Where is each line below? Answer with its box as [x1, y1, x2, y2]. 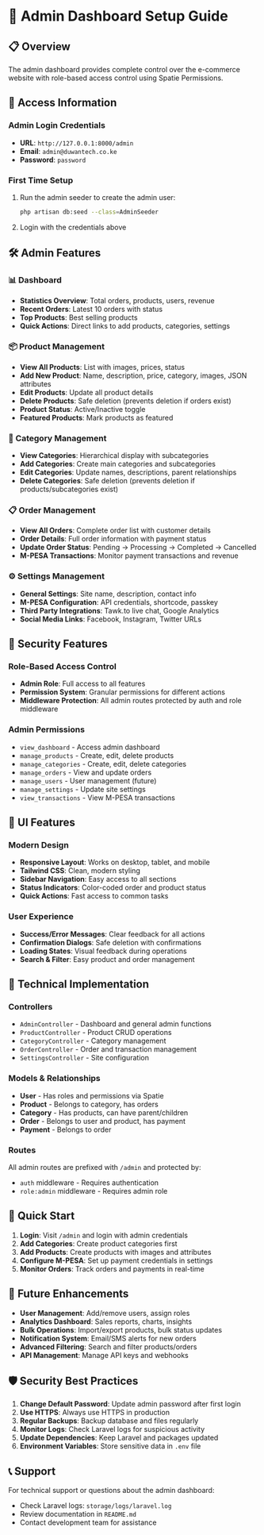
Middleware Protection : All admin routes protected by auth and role [19, 696, 242, 706]
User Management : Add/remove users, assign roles [19, 1308, 190, 1318]
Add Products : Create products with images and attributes [19, 1247, 212, 1256]
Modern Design [8, 840, 69, 851]
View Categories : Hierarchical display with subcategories [19, 451, 209, 460]
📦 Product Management [8, 341, 105, 352]
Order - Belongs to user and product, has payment [19, 1116, 186, 1125]
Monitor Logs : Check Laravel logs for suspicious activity [19, 1425, 205, 1434]
